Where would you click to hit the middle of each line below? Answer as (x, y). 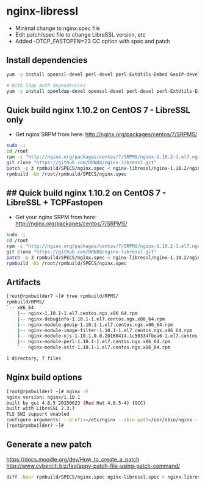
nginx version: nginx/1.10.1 (43, 397)
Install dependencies (47, 60)
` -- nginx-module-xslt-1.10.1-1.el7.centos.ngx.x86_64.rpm (94, 347)
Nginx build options (44, 378)
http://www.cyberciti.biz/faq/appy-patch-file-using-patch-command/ (93, 466)
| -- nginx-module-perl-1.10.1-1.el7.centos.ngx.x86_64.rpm (94, 342)
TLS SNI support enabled (38, 414)
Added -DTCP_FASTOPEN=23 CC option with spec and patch (92, 41)
